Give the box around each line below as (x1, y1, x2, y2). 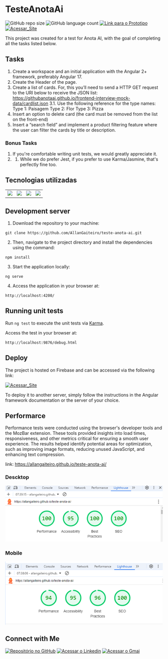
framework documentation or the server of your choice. (5, 397, 120, 403)
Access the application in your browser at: (12, 282, 100, 289)
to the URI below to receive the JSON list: (12, 89, 98, 96)
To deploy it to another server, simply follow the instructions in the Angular (5, 392, 158, 398)
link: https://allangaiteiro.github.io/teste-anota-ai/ (5, 461, 106, 467)
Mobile (5, 550, 22, 557)
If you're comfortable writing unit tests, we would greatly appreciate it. (12, 151, 157, 157)
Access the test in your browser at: (5, 330, 77, 336)
